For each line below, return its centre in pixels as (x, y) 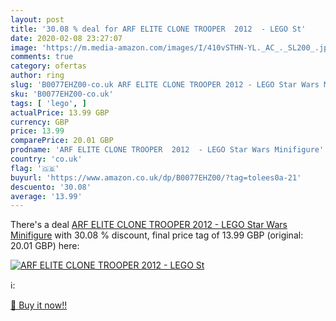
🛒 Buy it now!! (39, 305)
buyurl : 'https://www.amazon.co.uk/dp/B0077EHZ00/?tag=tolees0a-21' (156, 177)
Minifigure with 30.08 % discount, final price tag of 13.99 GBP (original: (157, 235)
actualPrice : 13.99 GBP (60, 112)
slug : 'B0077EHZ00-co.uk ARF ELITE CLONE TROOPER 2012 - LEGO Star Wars (165, 85)
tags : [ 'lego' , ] (48, 103)
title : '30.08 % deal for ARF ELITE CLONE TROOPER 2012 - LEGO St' (158, 29)
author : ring (37, 76)
